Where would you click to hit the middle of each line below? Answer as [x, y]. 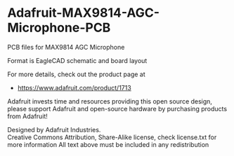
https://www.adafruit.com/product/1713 [74, 87]
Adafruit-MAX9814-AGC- [84, 13]
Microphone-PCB [59, 28]
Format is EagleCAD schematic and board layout [77, 60]
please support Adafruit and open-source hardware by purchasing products [117, 108]
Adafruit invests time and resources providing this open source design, [110, 101]
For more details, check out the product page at [76, 74]
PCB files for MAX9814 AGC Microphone [66, 47]
